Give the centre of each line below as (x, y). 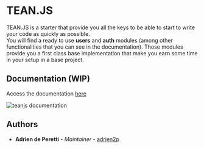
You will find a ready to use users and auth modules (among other (90, 40)
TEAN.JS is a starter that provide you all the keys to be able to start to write (101, 27)
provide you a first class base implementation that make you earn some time (102, 53)
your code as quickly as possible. (48, 33)
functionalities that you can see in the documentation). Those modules (95, 47)
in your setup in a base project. (45, 60)
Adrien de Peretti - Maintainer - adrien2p (67, 139)
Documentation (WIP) (48, 79)
